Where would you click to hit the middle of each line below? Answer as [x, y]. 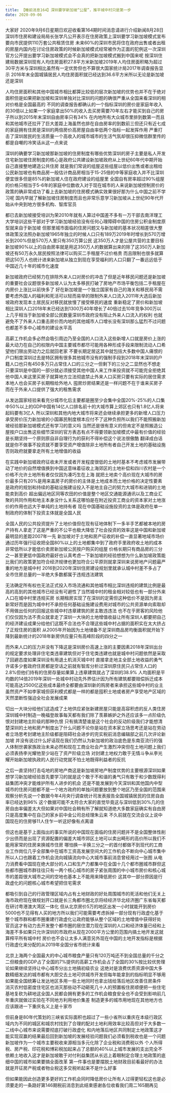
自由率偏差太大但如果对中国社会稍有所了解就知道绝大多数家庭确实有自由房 [88, 808]
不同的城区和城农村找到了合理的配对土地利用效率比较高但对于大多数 [90, 1023]
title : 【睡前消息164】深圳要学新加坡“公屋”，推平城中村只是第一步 [68, 10]
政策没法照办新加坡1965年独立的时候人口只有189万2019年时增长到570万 [85, 234]
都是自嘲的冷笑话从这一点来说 [36, 142]
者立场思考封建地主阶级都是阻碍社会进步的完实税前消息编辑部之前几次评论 [83, 734]
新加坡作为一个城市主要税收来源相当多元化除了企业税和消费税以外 [74, 1042]
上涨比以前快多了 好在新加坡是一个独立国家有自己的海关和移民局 [86, 289]
